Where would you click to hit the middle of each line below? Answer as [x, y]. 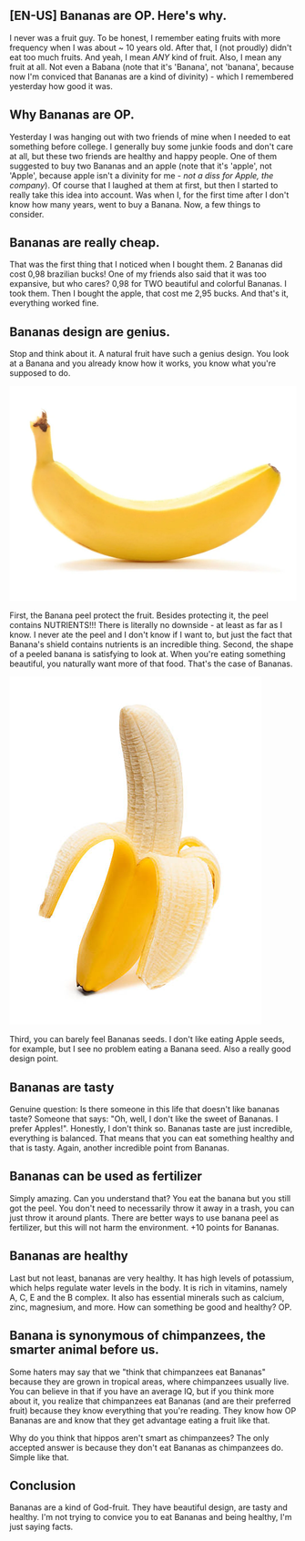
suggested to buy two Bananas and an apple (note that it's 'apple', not [141, 166]
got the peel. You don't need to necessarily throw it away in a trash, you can [152, 1208]
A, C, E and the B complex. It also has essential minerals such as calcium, [147, 1297]
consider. [27, 214]
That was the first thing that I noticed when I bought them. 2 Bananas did [146, 265]
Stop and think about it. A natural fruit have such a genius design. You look [149, 354]
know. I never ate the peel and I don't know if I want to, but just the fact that [151, 635]
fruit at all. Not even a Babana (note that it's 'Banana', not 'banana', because [152, 66]
